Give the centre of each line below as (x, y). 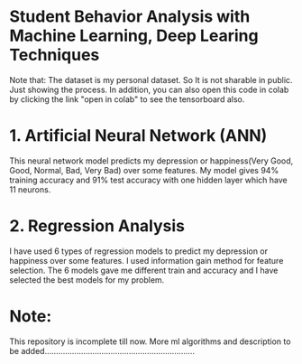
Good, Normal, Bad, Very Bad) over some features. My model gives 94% (144, 170)
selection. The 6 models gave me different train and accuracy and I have (144, 270)
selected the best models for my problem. (87, 280)
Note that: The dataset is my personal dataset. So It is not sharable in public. (151, 79)
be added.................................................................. (102, 350)
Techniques (55, 55)
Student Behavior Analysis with (130, 17)
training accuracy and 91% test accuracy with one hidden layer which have (149, 180)
